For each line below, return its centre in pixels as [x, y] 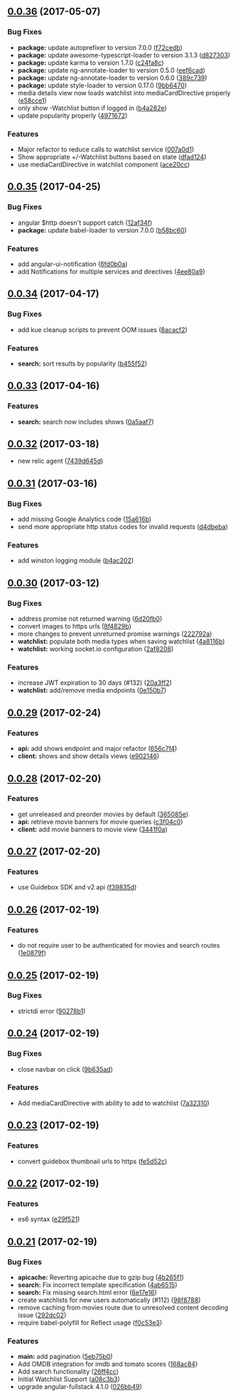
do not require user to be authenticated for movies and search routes [119, 946]
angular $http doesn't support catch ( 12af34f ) [85, 223]
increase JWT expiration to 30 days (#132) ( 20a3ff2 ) [95, 683]
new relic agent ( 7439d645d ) [60, 461]
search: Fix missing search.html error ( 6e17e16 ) [87, 1292]
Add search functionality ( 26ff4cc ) [68, 1372]
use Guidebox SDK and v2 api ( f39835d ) [77, 887]
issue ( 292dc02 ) [42, 1315]
